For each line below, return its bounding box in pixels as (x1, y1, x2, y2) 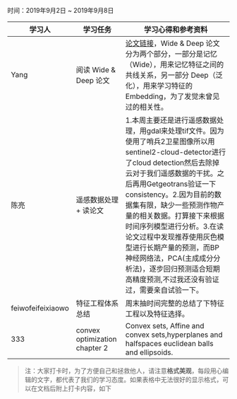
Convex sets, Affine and (125, 321, 205, 330)
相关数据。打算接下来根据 (139, 211, 224, 221)
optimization (75, 335, 118, 344)
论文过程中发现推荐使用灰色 (125, 232, 217, 242)
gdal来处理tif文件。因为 (146, 126, 224, 136)
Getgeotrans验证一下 (146, 179, 217, 189)
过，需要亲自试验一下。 (125, 285, 203, 295)
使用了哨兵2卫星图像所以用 (125, 137, 215, 146)
